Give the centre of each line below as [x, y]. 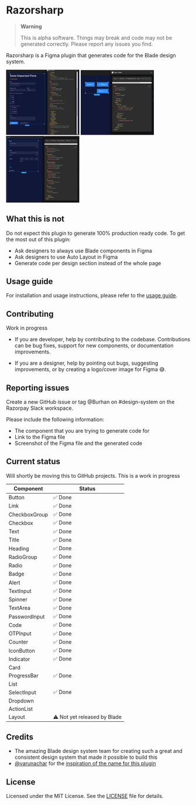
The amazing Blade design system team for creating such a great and [98, 751]
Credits [20, 737]
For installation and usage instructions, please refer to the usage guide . [92, 296]
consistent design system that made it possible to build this [86, 757]
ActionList [21, 708]
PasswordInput [27, 616]
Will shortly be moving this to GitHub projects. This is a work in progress [93, 475]
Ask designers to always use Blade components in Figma [83, 251]
